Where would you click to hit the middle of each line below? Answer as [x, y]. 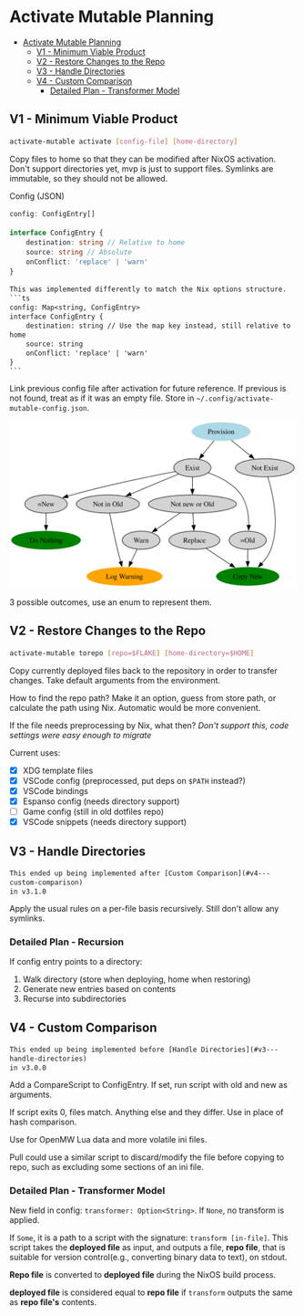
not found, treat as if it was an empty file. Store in [102, 398]
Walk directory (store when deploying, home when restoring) [137, 979]
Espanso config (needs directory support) [101, 801]
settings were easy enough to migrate [81, 735]
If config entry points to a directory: [76, 962]
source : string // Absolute [79, 253]
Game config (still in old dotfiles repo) [93, 812]
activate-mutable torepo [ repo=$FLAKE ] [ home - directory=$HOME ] [132, 653]
